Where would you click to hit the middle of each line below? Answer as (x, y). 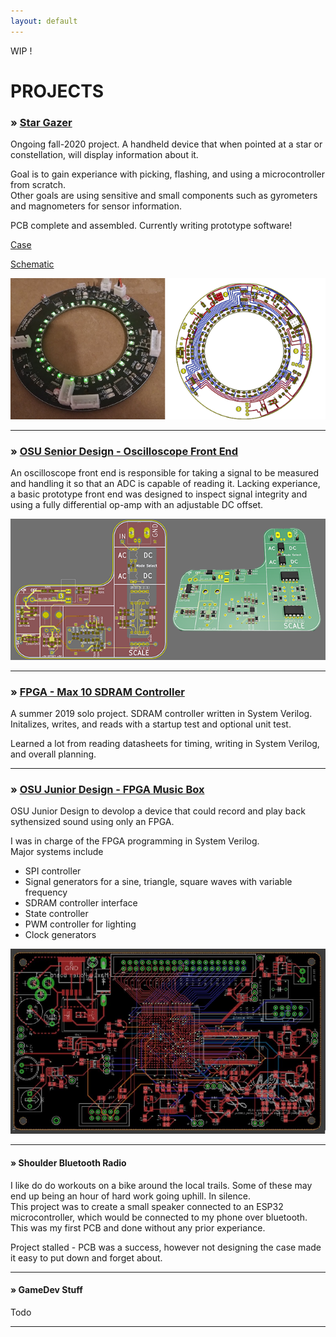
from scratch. (38, 185)
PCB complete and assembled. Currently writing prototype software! (151, 226)
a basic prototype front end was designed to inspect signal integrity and (159, 494)
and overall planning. (53, 754)
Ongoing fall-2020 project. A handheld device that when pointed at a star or (166, 144)
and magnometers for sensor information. (96, 206)
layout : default (44, 21)
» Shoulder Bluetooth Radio (68, 1162)
